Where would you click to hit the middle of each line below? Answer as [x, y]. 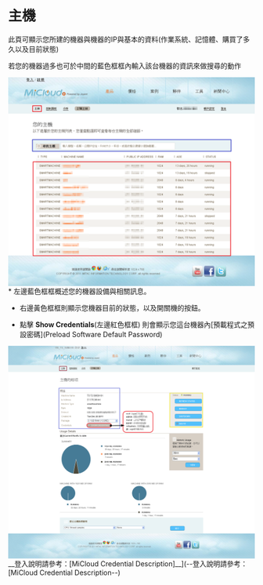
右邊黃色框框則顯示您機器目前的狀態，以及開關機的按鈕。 [112, 308]
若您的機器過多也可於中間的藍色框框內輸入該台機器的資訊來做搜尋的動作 [124, 65]
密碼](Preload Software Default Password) [94, 335]
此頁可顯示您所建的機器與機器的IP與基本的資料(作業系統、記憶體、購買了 [126, 39]
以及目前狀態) [37, 49]
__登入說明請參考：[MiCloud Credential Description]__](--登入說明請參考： [128, 563]
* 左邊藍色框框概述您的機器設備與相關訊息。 [79, 292]
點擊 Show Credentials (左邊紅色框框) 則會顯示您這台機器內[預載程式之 [133, 325]
